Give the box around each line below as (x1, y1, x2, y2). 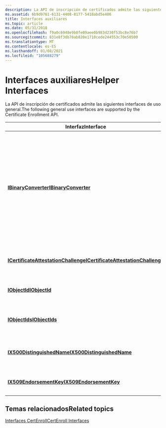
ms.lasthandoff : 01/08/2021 (5, 48, 63, 53)
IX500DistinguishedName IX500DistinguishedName (7, 349, 132, 356)
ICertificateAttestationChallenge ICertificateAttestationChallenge (7, 257, 164, 264)
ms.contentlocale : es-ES (5, 44, 56, 49)
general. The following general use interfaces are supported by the (5, 107, 140, 113)
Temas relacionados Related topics (5, 404, 114, 413)
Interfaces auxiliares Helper (5, 75, 120, 85)
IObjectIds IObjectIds (7, 316, 57, 323)
